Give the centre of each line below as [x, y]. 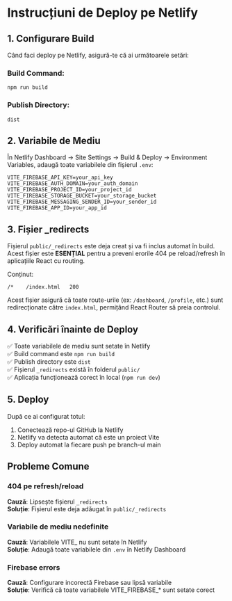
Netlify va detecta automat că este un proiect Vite [88, 437]
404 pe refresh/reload [45, 486]
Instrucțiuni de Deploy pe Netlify [103, 13]
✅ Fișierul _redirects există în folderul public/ [74, 369]
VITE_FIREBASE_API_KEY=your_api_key [60, 178]
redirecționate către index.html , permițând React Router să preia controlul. [114, 307]
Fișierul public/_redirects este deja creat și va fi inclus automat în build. [111, 246]
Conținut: [20, 274]
